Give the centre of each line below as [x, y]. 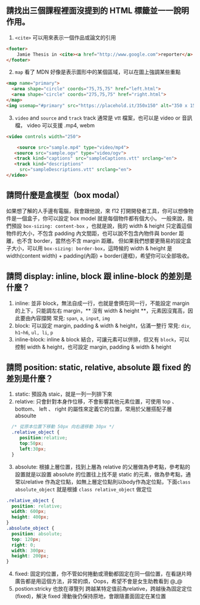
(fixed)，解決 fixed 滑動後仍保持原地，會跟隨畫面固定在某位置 [90, 596]
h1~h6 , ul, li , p [34, 332]
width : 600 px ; [29, 512]
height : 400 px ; [30, 517]
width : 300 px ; [29, 551]
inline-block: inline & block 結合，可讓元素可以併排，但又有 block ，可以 [102, 339]
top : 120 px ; [26, 539]
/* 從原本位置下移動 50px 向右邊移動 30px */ [63, 427]
